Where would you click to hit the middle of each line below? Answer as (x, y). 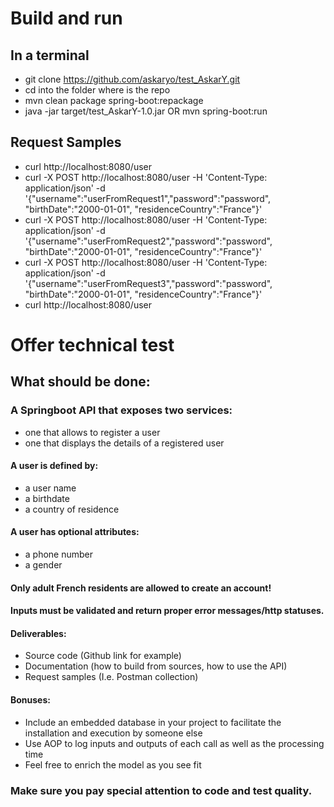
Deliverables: (38, 633)
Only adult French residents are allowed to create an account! (141, 588)
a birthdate (47, 498)
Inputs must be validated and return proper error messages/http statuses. (167, 611)
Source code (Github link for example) (103, 656)
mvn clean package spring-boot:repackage (114, 100)
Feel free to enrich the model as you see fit (113, 764)
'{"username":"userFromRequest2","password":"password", (148, 241)
